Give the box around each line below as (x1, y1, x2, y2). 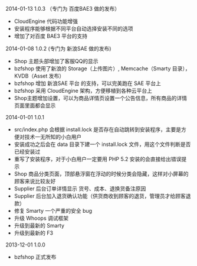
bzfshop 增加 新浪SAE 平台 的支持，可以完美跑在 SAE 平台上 (14, 80, 162, 87)
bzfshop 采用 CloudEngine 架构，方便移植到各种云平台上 (14, 87, 153, 94)
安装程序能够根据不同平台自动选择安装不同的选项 (14, 25, 133, 32)
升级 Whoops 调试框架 (14, 215, 69, 222)
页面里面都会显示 (14, 102, 56, 109)
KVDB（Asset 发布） (14, 73, 65, 79)
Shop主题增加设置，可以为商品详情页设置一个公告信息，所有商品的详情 (14, 95, 188, 102)
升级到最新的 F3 (14, 229, 54, 236)
